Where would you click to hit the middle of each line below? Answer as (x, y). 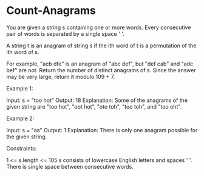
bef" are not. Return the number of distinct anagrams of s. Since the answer (101, 70)
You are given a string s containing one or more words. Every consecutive (99, 27)
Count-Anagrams (51, 11)
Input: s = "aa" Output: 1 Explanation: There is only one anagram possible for (102, 130)
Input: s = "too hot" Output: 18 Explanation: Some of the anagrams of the (97, 100)
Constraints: (22, 148)
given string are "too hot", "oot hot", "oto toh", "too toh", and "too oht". (94, 106)
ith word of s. (23, 52)
